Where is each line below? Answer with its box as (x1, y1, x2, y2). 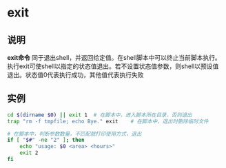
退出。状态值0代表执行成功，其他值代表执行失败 (7, 71, 144, 78)
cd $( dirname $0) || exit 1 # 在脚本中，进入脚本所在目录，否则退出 (7, 112, 192, 118)
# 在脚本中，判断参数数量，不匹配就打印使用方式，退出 (7, 130, 142, 137)
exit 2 (19, 149, 39, 156)
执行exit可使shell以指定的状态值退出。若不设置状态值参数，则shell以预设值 (7, 62, 219, 70)
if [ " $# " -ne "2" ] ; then (7, 136, 85, 144)
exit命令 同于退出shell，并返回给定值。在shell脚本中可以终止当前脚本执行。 (7, 54, 222, 61)
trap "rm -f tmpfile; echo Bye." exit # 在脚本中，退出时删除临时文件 (7, 118, 209, 125)
